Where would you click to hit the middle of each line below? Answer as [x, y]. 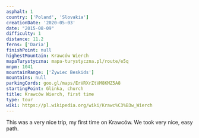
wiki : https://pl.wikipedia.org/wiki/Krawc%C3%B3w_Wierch [79, 105]
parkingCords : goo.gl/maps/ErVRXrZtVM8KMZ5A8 [63, 84]
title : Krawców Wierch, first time [50, 94]
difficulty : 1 [24, 34]
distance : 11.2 [25, 39]
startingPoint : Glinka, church [45, 89]
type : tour [20, 100]
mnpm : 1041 [20, 67]
